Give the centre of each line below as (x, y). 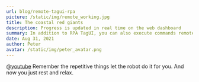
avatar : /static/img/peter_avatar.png (54, 50)
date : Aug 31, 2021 (30, 39)
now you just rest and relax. (40, 72)
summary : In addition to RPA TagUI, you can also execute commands (91, 33)
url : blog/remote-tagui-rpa (41, 11)
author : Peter (24, 45)
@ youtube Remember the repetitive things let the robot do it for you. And (95, 66)
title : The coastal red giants (45, 22)
